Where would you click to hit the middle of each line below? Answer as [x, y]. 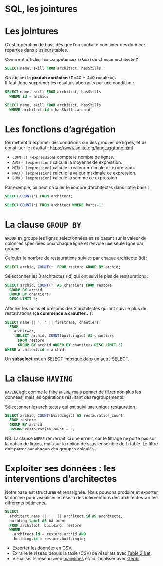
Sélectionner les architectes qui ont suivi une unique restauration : [71, 407]
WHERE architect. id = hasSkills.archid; [51, 110]
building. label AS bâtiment [38, 521]
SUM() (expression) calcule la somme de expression [65, 178]
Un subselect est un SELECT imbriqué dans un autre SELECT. [67, 359]
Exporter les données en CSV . [42, 548]
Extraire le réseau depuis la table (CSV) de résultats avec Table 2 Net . [82, 553]
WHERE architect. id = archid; [36, 350]
